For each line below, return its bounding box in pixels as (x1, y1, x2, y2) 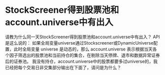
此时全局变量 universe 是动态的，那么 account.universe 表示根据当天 (13, 46, 153, 52)
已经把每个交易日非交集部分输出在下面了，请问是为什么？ (5, 64, 121, 70)
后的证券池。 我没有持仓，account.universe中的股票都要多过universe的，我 (5, 58, 158, 64)
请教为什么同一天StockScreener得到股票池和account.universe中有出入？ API (5, 34, 160, 40)
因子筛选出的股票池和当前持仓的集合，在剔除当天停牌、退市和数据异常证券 (9, 52, 160, 58)
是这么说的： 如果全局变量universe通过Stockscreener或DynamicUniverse (5, 40, 154, 46)
